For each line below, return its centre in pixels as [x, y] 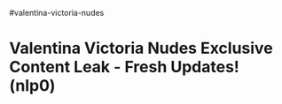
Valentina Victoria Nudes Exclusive [141, 48]
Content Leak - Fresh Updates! [124, 67]
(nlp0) [32, 86]
